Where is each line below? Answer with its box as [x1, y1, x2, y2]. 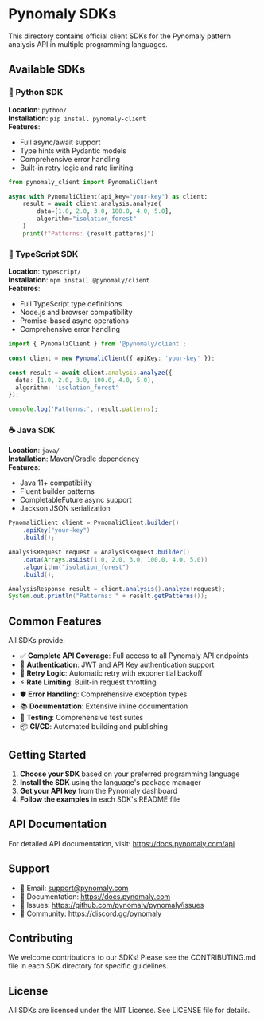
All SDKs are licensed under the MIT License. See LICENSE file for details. [8, 1006, 250, 1015]
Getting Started [8, 747, 87, 762]
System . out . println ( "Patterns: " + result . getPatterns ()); [8, 592, 208, 601]
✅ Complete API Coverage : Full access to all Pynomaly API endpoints [19, 651, 249, 660]
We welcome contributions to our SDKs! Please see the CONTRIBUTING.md [8, 952, 257, 962]
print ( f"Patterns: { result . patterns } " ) [22, 229, 155, 238]
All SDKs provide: [8, 636, 65, 645]
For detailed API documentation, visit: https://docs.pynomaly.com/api [8, 838, 235, 848]
